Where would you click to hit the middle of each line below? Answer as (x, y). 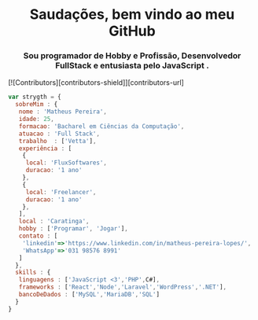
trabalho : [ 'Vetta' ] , (57, 141)
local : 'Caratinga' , (54, 222)
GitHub (132, 31)
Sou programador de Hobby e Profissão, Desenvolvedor (132, 56)
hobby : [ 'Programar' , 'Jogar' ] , (73, 229)
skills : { (33, 273)
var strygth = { (35, 97)
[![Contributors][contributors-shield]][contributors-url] (96, 83)
